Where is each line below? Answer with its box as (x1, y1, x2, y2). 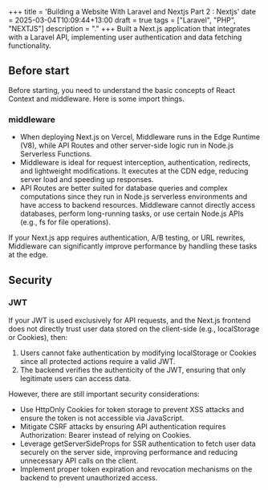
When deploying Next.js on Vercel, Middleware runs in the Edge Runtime (19, 132, 261, 142)
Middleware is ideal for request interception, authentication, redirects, (19, 158, 251, 168)
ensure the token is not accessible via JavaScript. (19, 413, 185, 423)
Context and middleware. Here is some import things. (8, 94, 185, 103)
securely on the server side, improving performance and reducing (19, 447, 238, 456)
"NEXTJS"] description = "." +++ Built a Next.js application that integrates (8, 24, 251, 33)
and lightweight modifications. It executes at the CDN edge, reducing (19, 166, 249, 176)
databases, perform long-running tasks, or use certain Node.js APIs (19, 209, 244, 219)
